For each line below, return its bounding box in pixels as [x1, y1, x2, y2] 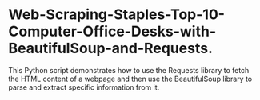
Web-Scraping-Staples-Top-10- [8, 6, 226, 24]
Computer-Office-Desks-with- [8, 22, 217, 40]
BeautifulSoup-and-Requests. [8, 40, 214, 57]
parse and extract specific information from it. [8, 82, 160, 92]
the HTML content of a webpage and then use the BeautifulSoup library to [8, 74, 253, 83]
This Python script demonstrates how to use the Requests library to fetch [8, 65, 250, 75]
